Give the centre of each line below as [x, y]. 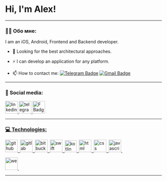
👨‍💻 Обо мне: [21, 31]
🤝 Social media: [24, 93]
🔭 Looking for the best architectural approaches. [62, 51]
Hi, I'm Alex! [31, 9]
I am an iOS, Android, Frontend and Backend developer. [62, 42]
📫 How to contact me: [35, 73]
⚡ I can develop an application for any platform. [61, 61]
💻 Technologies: [26, 130]
